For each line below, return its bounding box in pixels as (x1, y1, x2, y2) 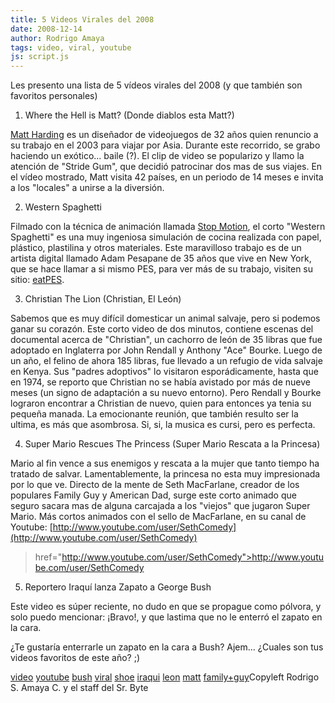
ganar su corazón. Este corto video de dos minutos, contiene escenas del (10, 323, 314, 335)
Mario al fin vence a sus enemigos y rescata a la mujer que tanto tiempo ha (10, 457, 320, 470)
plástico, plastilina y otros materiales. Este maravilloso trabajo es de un (10, 242, 302, 254)
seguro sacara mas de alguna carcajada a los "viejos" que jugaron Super (10, 500, 311, 512)
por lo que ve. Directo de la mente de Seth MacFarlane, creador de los (10, 479, 300, 491)
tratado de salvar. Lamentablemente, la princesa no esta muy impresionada (10, 468, 321, 480)
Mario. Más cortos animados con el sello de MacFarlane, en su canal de (10, 511, 307, 523)
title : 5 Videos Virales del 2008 (10, 14, 155, 25)
